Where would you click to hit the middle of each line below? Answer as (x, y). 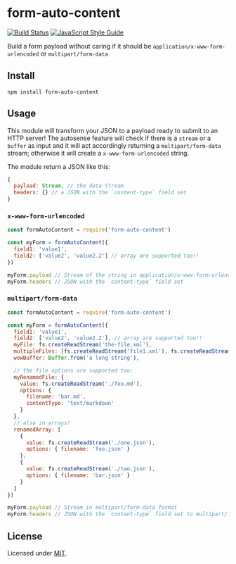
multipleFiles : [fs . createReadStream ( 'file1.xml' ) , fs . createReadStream (122, 351)
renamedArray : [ (37, 430)
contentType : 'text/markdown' (70, 403)
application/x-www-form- (189, 46)
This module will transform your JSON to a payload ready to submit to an (113, 130)
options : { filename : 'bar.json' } (78, 475)
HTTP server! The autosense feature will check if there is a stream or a (109, 138)
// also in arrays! (42, 423)
